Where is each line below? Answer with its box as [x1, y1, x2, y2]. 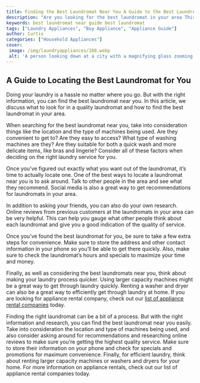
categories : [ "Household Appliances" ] [6, 36, 102, 42]
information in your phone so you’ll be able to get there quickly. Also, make [6, 246, 190, 253]
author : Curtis [6, 31, 44, 37]
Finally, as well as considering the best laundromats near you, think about [6, 269, 186, 277]
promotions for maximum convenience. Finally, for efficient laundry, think [6, 351, 186, 359]
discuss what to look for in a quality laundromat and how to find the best [6, 104, 183, 111]
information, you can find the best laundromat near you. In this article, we [6, 97, 186, 105]
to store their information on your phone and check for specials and [6, 345, 172, 352]
